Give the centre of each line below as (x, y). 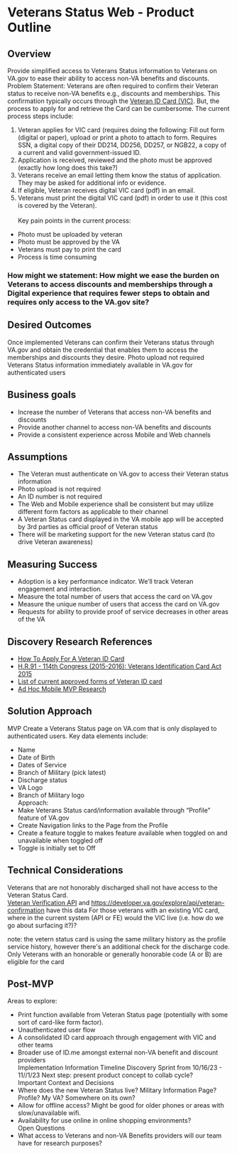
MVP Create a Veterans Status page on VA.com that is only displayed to (112, 728)
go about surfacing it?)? (42, 925)
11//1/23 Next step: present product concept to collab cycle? (105, 1075)
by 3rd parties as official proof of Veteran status (88, 527)
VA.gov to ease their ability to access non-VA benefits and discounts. (109, 78)
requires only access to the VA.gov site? (78, 301)
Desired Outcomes (50, 325)
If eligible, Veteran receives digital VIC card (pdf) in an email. (106, 190)
